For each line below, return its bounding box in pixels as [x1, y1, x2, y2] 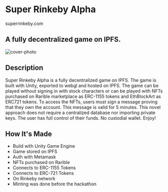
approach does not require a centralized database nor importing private [5, 109, 156, 116]
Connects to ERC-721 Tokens [12, 170, 74, 176]
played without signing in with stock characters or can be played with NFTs [5, 88, 163, 94]
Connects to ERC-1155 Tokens [12, 164, 76, 171]
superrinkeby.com [5, 20, 43, 26]
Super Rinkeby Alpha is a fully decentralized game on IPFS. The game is [5, 77, 157, 83]
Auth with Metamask [12, 154, 56, 160]
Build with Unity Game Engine [12, 143, 75, 149]
